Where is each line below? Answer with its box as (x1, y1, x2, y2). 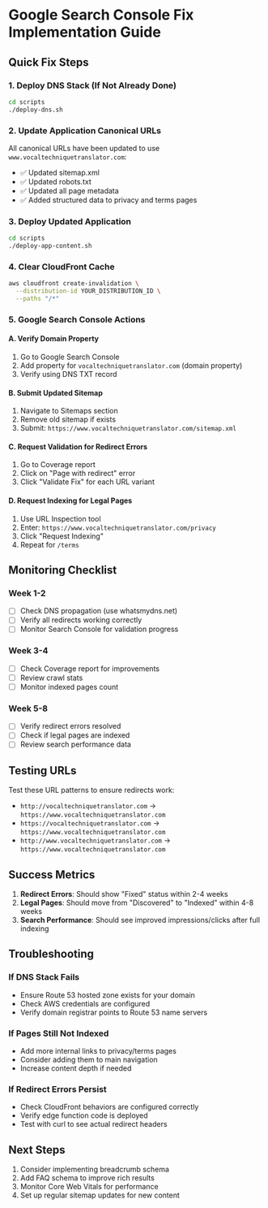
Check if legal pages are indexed (19, 730, 130, 740)
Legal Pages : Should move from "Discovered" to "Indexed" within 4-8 (19, 898, 254, 907)
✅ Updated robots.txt (19, 176, 91, 186)
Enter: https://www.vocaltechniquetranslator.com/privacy (19, 522, 216, 532)
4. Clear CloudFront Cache (8, 261, 115, 272)
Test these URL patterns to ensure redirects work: (8, 786, 175, 795)
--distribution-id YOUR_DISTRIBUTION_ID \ (15, 287, 161, 296)
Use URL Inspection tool (19, 513, 101, 523)
